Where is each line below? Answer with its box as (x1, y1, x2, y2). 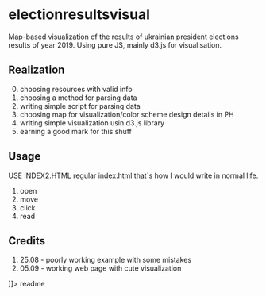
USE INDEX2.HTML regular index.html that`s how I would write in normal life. (8, 171, 259, 180)
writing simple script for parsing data (19, 101, 141, 110)
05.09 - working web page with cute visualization (19, 263, 182, 273)
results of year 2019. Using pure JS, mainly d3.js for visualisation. (8, 40, 222, 49)
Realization (8, 63, 65, 77)
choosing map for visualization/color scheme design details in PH (19, 110, 234, 119)
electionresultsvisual (8, 6, 151, 24)
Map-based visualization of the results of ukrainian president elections (8, 32, 240, 41)
